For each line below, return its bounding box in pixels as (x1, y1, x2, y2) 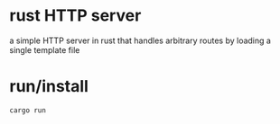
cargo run (9, 105, 47, 115)
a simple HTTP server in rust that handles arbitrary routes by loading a (9, 35, 271, 46)
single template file (9, 44, 80, 55)
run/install (9, 76, 89, 97)
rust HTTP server (9, 5, 142, 26)
